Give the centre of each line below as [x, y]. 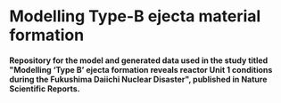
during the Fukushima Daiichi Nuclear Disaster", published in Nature [138, 79]
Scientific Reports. [45, 88]
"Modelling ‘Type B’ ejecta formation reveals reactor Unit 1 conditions [141, 69]
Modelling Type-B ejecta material [135, 16]
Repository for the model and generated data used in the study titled [139, 60]
